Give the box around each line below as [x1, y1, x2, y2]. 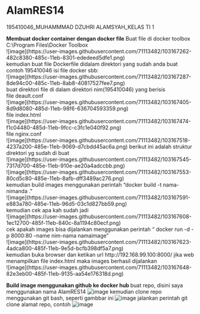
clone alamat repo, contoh [6, 300, 71, 308]
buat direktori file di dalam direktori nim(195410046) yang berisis [6, 86, 166, 93]
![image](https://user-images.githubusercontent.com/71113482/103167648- [6, 264, 192, 271]
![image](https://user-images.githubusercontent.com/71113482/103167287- [6, 73, 192, 80]
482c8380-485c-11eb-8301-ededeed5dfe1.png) [6, 54, 125, 61]
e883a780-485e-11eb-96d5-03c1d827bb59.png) [6, 200, 128, 207]
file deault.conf [6, 92, 44, 99]
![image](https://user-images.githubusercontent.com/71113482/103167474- [6, 117, 192, 124]
